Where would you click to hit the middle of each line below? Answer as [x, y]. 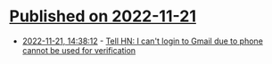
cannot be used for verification [79, 50]
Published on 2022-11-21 [103, 16]
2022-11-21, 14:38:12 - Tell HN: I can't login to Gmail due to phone [142, 41]
